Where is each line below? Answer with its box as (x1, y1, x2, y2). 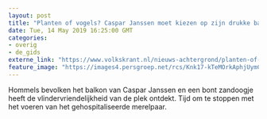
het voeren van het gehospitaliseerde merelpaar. (8, 102, 167, 111)
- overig (8, 41, 37, 49)
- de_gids (8, 48, 41, 56)
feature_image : (8, 63, 59, 71)
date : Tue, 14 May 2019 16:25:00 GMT (8, 26, 133, 34)
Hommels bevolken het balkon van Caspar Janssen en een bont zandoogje (8, 85, 254, 94)
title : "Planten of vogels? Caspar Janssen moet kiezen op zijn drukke (8, 19, 250, 27)
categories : (8, 33, 48, 42)
